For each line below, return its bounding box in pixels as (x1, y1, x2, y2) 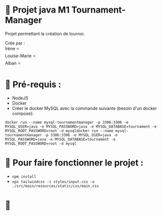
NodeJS (12, 95, 29, 101)
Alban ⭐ (5, 60, 21, 66)
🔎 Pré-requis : (5, 79, 61, 90)
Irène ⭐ (5, 46, 20, 51)
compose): (12, 110, 34, 116)
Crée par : (5, 40, 25, 46)
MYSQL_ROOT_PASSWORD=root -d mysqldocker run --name (5, 128, 114, 133)
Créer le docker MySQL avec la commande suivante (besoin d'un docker (12, 105, 157, 111)
